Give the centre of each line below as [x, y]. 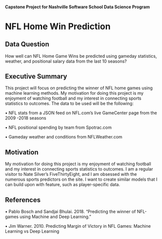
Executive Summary [36, 76]
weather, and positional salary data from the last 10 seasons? [66, 61]
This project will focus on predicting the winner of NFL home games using [79, 88]
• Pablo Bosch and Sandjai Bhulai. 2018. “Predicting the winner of [71, 212]
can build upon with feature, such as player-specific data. [63, 185]
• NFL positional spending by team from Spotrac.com [58, 128]
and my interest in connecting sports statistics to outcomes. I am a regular [79, 169]
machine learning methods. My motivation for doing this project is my [74, 93]
